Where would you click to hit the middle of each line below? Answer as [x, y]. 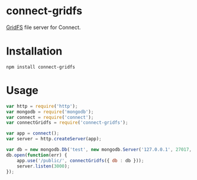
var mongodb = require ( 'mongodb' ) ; [50, 112]
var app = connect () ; [33, 134]
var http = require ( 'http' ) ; [42, 106]
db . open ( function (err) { [37, 155]
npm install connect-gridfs [41, 67]
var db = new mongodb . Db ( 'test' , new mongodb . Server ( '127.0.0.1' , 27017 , [99, 150]
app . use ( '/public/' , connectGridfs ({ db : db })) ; [80, 160]
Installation [34, 51]
